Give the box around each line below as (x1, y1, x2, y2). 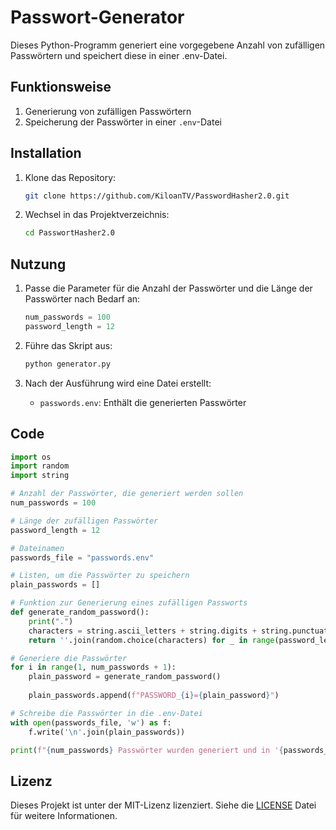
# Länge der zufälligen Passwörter (10, 516, 159, 526)
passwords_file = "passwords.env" (10, 552, 155, 563)
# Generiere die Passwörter (10, 653, 128, 663)
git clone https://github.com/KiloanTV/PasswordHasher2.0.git (24, 191, 290, 201)
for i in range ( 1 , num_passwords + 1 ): (10, 662, 177, 673)
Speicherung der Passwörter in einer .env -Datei (24, 116, 222, 128)
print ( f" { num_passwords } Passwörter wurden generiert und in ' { (10, 745, 284, 755)
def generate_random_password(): (10, 607, 150, 618)
